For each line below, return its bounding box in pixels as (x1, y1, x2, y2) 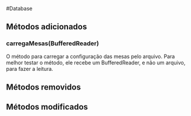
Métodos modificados (6, 102, 88, 112)
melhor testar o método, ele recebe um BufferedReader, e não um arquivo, (6, 59, 186, 66)
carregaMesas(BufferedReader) (6, 39, 100, 47)
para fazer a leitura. (6, 65, 54, 72)
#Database (6, 5, 33, 12)
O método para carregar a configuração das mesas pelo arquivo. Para (6, 53, 175, 60)
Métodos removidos (6, 82, 81, 93)
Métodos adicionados (6, 22, 87, 32)
